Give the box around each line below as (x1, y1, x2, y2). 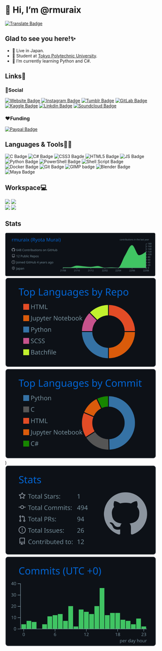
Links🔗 (5, 72, 26, 80)
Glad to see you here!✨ (5, 35, 76, 43)
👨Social (5, 87, 23, 94)
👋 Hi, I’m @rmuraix (5, 4, 81, 16)
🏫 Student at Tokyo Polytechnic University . (12, 53, 97, 59)
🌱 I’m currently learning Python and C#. (12, 58, 91, 64)
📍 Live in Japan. (12, 47, 45, 53)
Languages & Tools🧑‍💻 (5, 140, 72, 149)
